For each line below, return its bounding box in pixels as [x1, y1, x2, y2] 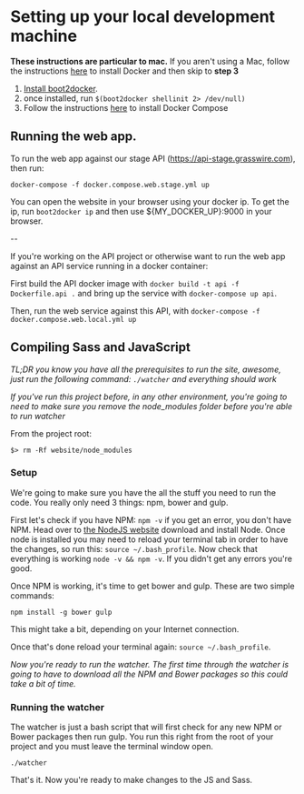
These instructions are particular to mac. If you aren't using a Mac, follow [10, 55, 289, 66]
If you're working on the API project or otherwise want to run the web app [10, 250, 286, 261]
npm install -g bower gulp [10, 608, 113, 617]
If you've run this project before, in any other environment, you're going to [10, 391, 288, 402]
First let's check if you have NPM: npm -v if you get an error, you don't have [10, 514, 292, 525]
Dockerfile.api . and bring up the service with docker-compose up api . [10, 287, 278, 298]
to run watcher [10, 410, 66, 421]
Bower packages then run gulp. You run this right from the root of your [10, 731, 274, 742]
